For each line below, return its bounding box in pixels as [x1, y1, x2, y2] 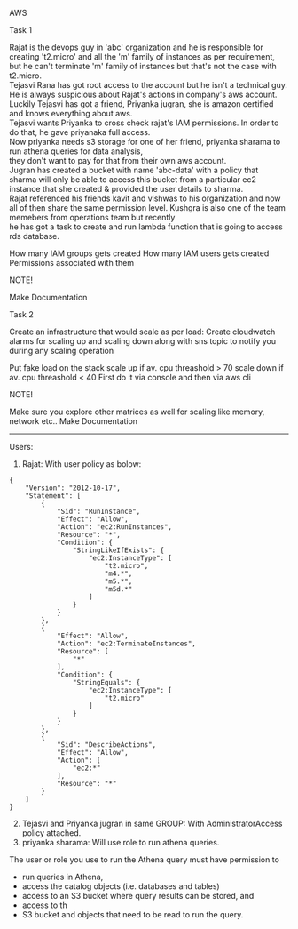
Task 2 [9, 309, 34, 319]
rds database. [9, 231, 60, 241]
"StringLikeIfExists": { [72, 546, 165, 555]
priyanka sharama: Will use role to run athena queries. [21, 837, 220, 847]
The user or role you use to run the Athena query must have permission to [9, 854, 279, 865]
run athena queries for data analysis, [9, 146, 144, 156]
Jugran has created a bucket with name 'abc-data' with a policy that [9, 164, 259, 175]
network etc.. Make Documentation [9, 416, 138, 426]
